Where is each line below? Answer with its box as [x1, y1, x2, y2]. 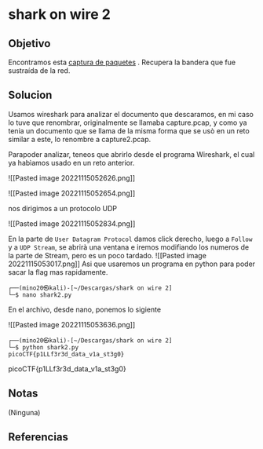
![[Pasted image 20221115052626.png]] [8, 173, 136, 182]
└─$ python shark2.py [8, 343, 79, 351]
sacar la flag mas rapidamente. [8, 267, 108, 276]
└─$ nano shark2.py [8, 290, 72, 299]
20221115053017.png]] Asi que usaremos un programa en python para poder [8, 259, 256, 268]
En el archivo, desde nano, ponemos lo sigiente [8, 305, 162, 314]
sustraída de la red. [8, 66, 71, 75]
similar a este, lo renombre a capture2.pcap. [8, 134, 152, 144]
